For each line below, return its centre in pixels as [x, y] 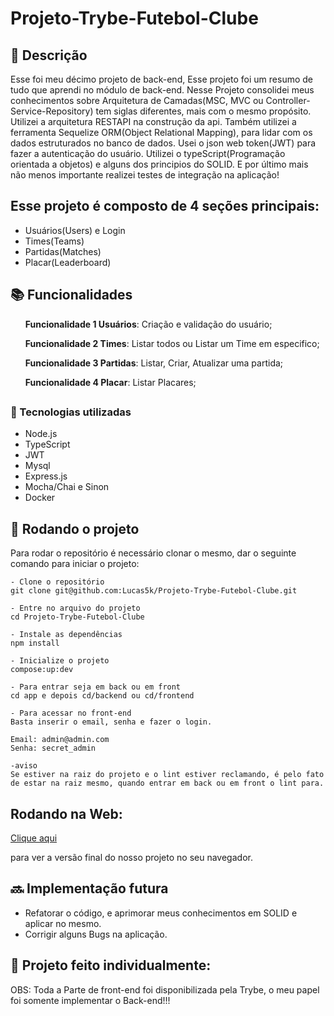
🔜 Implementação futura [89, 888]
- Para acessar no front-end [71, 713]
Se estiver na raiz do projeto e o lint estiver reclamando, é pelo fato [167, 775]
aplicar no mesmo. [63, 923]
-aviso [24, 766]
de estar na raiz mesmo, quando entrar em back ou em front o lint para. [167, 783]
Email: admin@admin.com [60, 740]
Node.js [41, 434]
